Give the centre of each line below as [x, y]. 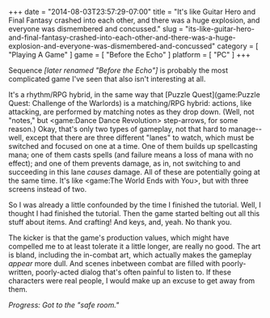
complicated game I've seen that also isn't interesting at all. [107, 79]
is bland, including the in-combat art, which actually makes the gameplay [130, 255]
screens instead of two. [48, 189]
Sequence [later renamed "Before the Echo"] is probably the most [118, 70]
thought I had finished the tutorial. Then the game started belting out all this [134, 213]
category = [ [238, 46]
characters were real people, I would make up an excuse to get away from [132, 281]
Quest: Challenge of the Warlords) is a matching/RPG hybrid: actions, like [130, 103]
